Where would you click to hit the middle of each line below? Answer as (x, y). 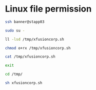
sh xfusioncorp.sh (24, 83)
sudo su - (15, 30)
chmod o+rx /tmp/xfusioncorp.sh (38, 48)
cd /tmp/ (14, 74)
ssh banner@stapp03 (25, 22)
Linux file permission (48, 9)
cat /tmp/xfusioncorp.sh (30, 57)
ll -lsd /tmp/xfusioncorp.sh (35, 39)
